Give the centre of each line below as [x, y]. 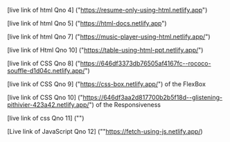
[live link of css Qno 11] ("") [46, 118]
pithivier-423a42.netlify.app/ [48, 105]
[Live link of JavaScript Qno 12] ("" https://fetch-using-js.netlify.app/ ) [105, 131]
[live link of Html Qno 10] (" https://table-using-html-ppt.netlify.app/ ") [105, 50]
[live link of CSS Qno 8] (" [44, 63]
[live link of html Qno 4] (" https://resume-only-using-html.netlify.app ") [107, 10]
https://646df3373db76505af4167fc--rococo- [145, 63]
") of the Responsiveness [125, 105]
